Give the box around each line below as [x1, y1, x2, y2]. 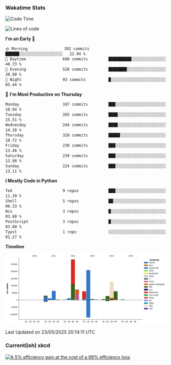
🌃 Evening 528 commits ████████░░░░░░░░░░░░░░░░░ [5, 67, 166, 72]
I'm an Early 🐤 [5, 35, 35, 42]
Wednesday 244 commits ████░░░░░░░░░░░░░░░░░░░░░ [5, 122, 166, 127]
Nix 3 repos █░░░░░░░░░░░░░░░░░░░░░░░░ [5, 209, 166, 214]
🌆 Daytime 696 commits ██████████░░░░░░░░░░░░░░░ [5, 57, 166, 62]
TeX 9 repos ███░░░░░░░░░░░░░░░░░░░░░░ [5, 188, 166, 194]
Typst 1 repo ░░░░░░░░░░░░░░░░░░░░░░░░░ [5, 229, 166, 235]
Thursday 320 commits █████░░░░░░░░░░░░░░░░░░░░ [5, 133, 166, 138]
